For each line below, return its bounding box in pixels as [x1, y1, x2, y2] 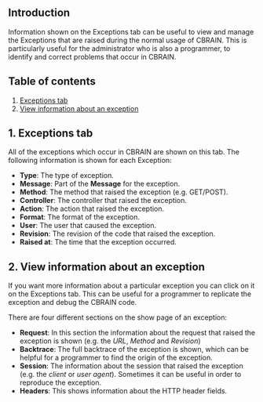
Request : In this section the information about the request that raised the [19, 328, 256, 338]
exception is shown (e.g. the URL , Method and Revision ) [19, 336, 202, 346]
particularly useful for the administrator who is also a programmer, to [8, 43, 231, 53]
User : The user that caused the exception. [19, 221, 157, 230]
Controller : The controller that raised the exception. [19, 196, 187, 205]
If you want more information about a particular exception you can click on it [8, 281, 255, 291]
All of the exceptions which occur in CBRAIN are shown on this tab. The [8, 147, 240, 157]
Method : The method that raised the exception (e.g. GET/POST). [19, 187, 228, 197]
